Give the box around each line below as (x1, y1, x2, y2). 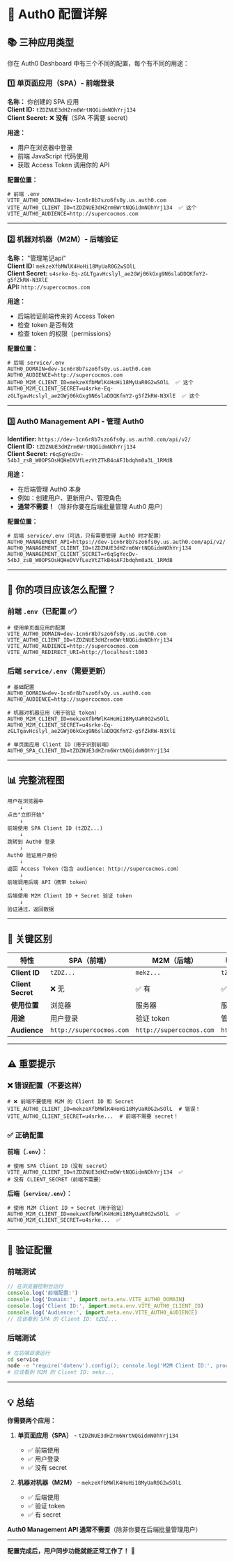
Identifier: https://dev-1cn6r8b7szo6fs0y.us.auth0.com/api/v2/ (7, 434, 192, 443)
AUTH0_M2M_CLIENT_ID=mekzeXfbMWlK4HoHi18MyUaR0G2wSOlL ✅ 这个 (7, 379, 194, 386)
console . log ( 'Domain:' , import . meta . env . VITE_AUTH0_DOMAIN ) (7, 1296, 186, 1303)
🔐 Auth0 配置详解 (7, 6, 107, 22)
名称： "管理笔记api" (7, 254, 66, 262)
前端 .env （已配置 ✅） (7, 607, 81, 616)
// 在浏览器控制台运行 (7, 1283, 64, 1290)
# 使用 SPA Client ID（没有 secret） (7, 1162, 110, 1170)
